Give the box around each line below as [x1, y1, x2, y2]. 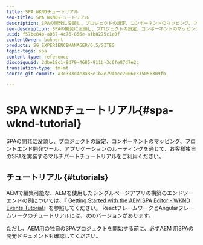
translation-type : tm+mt [6, 65, 69, 71]
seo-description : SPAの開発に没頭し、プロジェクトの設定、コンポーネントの [6, 25, 178, 32]
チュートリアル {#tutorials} [6, 172, 109, 182]
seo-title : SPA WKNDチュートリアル [6, 14, 89, 21]
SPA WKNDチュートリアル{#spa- [6, 104, 174, 118]
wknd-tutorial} [6, 117, 82, 130]
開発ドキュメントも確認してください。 [6, 232, 101, 239]
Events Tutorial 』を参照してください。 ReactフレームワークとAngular [6, 205, 178, 211]
